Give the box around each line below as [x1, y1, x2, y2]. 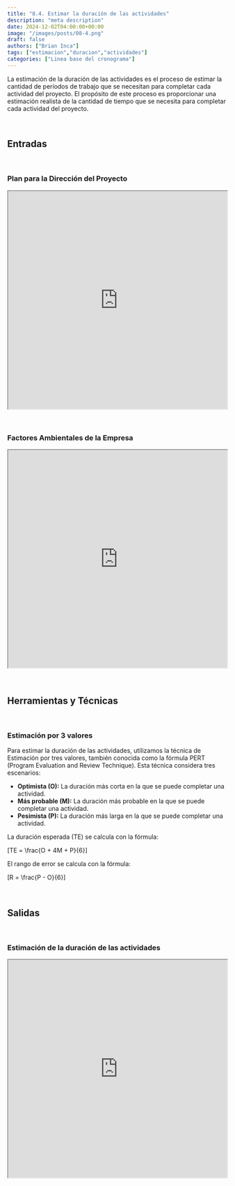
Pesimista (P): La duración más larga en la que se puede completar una [17, 812, 224, 820]
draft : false [7, 36, 45, 43]
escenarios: [7, 768, 41, 777]
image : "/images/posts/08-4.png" [7, 29, 104, 37]
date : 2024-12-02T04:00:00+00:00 [7, 23, 104, 30]
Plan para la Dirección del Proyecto [7, 174, 127, 183]
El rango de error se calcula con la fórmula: [7, 860, 131, 868]
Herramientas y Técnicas [7, 694, 118, 706]
